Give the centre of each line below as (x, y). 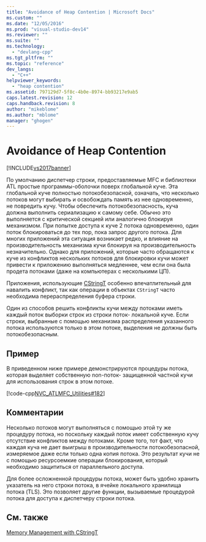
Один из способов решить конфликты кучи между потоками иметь (94, 308)
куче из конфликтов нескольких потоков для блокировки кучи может (97, 258)
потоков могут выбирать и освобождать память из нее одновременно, (100, 200)
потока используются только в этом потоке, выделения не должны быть (102, 328)
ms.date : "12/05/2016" (35, 23)
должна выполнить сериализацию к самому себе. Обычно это (89, 213)
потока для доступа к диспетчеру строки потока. (71, 498)
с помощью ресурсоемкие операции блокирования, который (87, 460)
